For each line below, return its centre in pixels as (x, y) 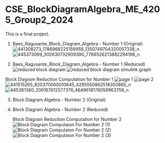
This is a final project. (27, 34)
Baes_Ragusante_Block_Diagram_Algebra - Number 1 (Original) (77, 43)
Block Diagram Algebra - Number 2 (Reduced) (60, 109)
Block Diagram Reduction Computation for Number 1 (59, 79)
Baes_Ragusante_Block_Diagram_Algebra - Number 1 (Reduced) (79, 64)
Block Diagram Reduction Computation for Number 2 (67, 119)
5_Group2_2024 (39, 20)
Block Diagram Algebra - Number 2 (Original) (59, 100)
